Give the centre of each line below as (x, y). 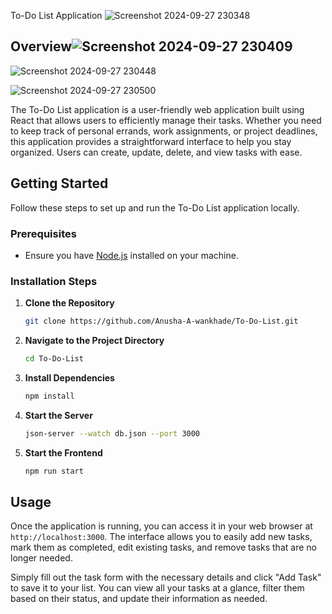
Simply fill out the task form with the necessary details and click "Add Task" (166, 577)
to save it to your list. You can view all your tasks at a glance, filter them (157, 588)
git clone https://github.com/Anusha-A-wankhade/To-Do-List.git (161, 321)
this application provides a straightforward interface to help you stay (151, 141)
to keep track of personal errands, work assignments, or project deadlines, (164, 131)
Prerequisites (43, 233)
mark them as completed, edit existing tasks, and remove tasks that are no (163, 547)
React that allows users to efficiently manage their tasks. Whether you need (166, 120)
